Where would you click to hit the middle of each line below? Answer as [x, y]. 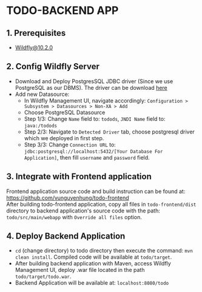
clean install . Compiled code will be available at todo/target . [93, 257]
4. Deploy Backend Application [66, 236]
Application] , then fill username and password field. [87, 157]
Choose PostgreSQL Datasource [65, 112]
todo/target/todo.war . [43, 276]
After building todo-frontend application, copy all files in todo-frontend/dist [101, 204]
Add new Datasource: [42, 94]
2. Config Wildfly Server [53, 66]
